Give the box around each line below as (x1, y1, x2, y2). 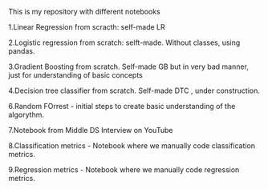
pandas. (8, 46, 35, 55)
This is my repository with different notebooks (8, 7, 160, 16)
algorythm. (8, 110, 44, 119)
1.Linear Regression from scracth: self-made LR (8, 22, 166, 31)
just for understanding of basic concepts (8, 70, 143, 79)
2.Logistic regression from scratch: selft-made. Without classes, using (8, 38, 241, 47)
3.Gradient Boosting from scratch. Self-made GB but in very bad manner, (8, 62, 249, 71)
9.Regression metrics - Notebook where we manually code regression (8, 165, 240, 175)
